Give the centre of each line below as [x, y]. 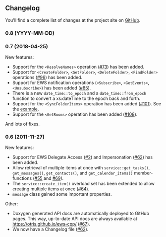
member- [143, 173]
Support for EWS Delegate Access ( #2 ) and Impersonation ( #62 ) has [82, 157]
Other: [12, 204]
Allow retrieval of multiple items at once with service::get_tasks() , [81, 168]
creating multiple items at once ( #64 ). [51, 189]
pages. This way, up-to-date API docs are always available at [75, 219]
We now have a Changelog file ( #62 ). [50, 229]
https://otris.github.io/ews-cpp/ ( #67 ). [51, 224]
